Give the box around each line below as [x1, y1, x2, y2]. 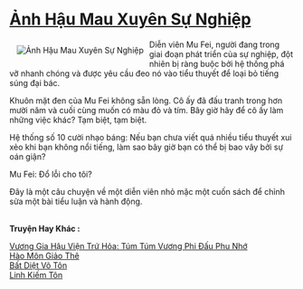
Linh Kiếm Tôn [9, 269, 63, 280]
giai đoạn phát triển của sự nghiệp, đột [148, 48, 294, 59]
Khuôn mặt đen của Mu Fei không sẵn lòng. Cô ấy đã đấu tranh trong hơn [9, 95, 283, 106]
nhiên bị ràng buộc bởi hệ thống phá [148, 58, 285, 69]
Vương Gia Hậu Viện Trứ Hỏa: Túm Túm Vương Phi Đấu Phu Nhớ [9, 240, 248, 251]
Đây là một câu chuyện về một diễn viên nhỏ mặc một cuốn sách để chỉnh [9, 186, 286, 197]
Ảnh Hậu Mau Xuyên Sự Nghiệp [9, 9, 251, 30]
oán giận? [9, 150, 46, 162]
